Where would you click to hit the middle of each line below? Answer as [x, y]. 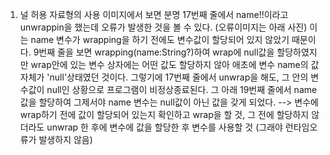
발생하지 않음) [65, 139]
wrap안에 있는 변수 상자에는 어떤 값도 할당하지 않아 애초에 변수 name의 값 [175, 64]
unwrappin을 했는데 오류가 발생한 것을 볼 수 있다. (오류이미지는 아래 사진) [163, 27]
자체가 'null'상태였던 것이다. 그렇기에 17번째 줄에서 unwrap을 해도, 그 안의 [164, 77]
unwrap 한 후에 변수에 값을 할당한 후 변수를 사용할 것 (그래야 [164, 127]
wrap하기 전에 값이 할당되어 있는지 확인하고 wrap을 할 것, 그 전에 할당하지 [164, 114]
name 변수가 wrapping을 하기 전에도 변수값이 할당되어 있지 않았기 [160, 39]
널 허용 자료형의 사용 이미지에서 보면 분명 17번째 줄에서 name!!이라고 [154, 14]
